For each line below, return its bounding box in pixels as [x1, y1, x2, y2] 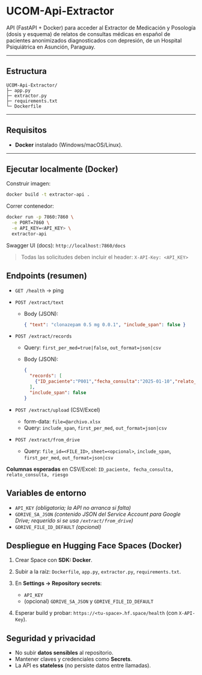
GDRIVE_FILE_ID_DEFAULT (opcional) [14, 523, 102, 530]
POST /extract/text [14, 299, 64, 306]
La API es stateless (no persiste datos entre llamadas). [14, 662, 151, 669]
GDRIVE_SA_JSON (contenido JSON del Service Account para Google [14, 510, 181, 518]
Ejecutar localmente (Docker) [6, 164, 118, 174]
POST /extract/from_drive [14, 437, 80, 443]
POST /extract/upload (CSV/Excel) [14, 406, 100, 413]
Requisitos [6, 125, 47, 136]
